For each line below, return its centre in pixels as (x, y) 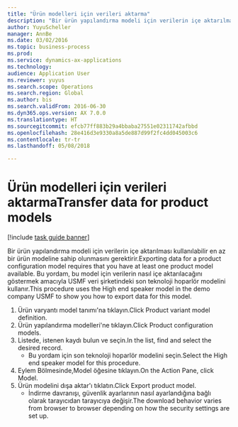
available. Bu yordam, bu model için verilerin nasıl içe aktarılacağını (105, 274)
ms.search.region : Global (45, 93)
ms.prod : (20, 54)
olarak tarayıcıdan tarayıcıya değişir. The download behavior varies (125, 401)
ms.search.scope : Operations (50, 87)
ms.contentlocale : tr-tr (44, 139)
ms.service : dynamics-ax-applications (64, 60)
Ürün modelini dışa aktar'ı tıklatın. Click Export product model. (107, 386)
